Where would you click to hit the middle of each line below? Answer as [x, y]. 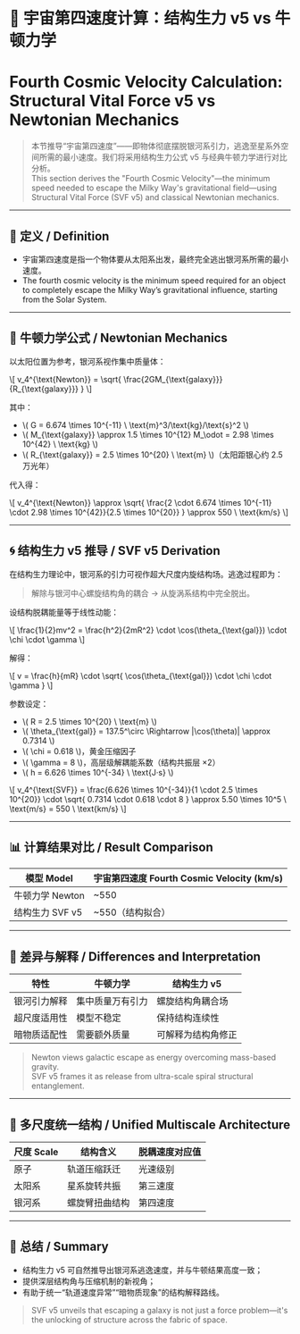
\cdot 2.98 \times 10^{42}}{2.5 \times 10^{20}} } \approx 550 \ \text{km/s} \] [149, 512]
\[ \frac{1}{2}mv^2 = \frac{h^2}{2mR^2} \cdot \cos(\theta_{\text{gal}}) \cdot [148, 630]
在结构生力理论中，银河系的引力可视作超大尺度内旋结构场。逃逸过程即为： [146, 574]
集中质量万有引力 [112, 1002]
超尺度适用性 [41, 1018]
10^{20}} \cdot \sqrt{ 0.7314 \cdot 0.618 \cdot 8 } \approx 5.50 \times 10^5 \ [148, 799]
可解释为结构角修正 [197, 1035]
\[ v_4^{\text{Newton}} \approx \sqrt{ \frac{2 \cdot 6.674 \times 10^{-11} [141, 502]
